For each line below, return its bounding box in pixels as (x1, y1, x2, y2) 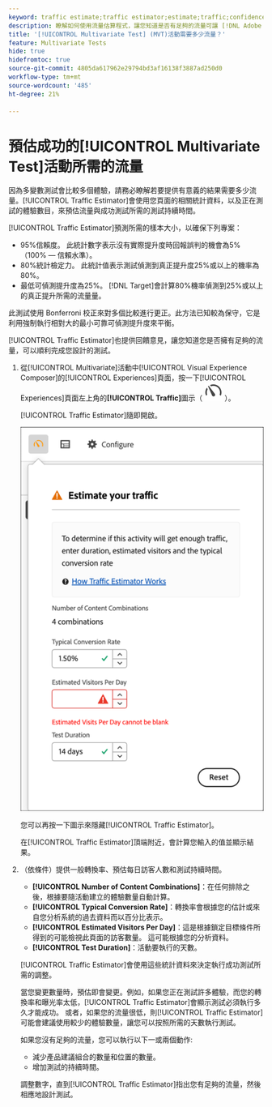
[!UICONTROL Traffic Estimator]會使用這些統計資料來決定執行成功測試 (19, 960, 254, 970)
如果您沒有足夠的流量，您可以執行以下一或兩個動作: (19, 1035, 193, 1045)
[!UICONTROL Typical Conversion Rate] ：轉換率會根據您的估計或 (32, 902, 253, 912)
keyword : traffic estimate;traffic (8, 13, 129, 21)
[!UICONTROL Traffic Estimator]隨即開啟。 (19, 410, 162, 421)
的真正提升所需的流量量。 (19, 291, 106, 301)
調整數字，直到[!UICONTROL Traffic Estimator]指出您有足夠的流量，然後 (19, 1079, 261, 1089)
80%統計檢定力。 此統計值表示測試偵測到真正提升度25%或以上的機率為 (19, 260, 260, 271)
